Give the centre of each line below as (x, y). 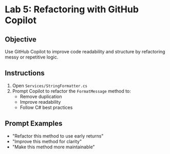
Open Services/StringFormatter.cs (50, 85)
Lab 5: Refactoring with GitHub (72, 9)
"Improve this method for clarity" (47, 141)
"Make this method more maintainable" (54, 147)
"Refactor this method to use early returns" (58, 136)
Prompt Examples (34, 123)
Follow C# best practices (46, 107)
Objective (21, 39)
